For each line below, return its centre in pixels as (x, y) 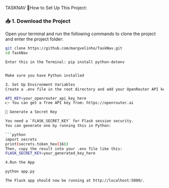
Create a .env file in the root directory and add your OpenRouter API (82, 89)
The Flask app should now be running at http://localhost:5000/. (75, 180)
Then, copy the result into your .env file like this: (64, 149)
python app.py (20, 171)
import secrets (21, 139)
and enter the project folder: (34, 39)
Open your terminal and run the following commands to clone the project (80, 34)
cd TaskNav (17, 53)
